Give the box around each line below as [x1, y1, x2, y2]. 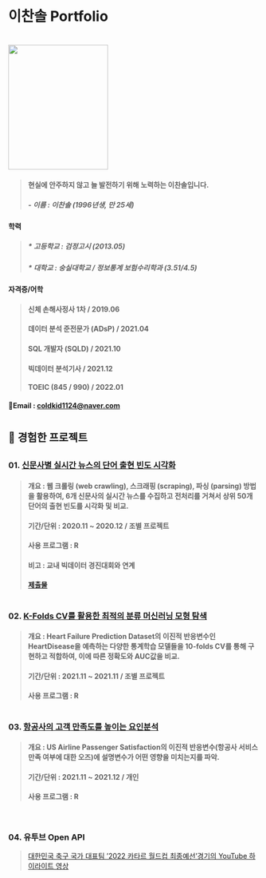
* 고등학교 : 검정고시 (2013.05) [27, 241, 126, 251]
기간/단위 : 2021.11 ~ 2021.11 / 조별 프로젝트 [27, 671, 166, 681]
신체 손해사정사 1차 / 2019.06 [27, 304, 120, 314]
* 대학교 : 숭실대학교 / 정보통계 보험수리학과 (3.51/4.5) [27, 263, 198, 272]
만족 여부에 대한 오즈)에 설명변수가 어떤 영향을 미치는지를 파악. [27, 753, 221, 762]
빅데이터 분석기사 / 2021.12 [27, 364, 113, 373]
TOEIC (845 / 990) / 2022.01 [27, 383, 123, 392]
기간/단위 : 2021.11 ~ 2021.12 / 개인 [27, 772, 139, 781]
